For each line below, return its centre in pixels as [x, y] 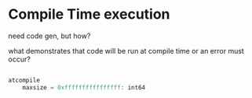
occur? [20, 59]
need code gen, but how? [49, 36]
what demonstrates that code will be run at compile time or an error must [126, 51]
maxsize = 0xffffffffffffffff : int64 [84, 87]
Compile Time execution [89, 14]
